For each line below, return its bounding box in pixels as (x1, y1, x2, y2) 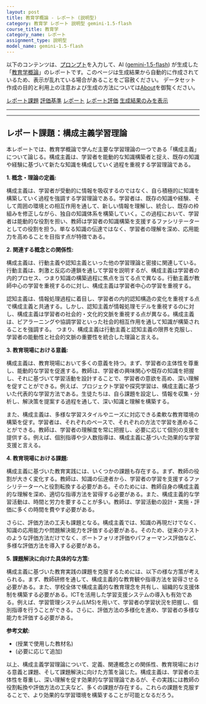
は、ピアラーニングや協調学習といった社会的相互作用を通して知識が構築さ (6, 318, 194, 325)
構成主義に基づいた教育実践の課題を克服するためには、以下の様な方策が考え (6, 568, 200, 575)
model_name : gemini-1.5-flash (6, 44, 84, 50)
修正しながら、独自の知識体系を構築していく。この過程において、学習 (22, 210, 199, 217)
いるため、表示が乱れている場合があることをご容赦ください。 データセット (6, 76, 196, 83)
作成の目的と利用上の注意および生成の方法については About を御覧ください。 (6, 83, 199, 91)
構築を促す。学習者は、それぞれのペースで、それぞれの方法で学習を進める (6, 418, 194, 426)
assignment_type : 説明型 (6, 37, 67, 44)
